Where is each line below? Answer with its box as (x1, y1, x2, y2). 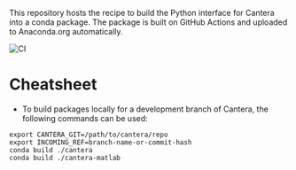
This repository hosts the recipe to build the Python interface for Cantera (9, 8, 275, 18)
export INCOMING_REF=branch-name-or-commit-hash (9, 137, 192, 147)
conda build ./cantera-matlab (9, 153, 121, 162)
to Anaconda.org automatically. (9, 27, 123, 36)
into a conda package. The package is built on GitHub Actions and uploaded (9, 17, 288, 27)
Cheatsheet (9, 74, 97, 95)
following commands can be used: (21, 112, 148, 123)
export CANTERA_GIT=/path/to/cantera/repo (9, 130, 168, 139)
